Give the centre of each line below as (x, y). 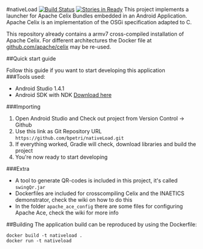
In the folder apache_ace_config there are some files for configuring (99, 206)
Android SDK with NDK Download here (63, 95)
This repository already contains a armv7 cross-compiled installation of (95, 34)
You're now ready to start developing (61, 157)
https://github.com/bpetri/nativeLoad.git (69, 138)
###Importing (23, 107)
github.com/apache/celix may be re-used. (59, 47)
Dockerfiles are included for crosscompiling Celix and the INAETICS (100, 193)
